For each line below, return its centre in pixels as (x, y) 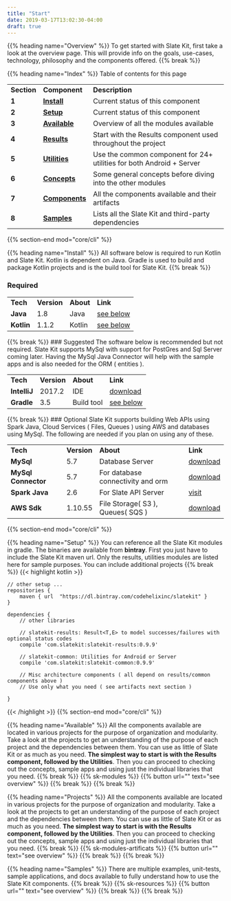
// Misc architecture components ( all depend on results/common (115, 675)
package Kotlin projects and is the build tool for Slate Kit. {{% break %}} (109, 268)
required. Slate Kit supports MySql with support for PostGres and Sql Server (115, 349)
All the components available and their (154, 194)
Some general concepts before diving (153, 174)
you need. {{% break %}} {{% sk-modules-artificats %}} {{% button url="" (113, 848)
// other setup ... (35, 584)
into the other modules (129, 183)
